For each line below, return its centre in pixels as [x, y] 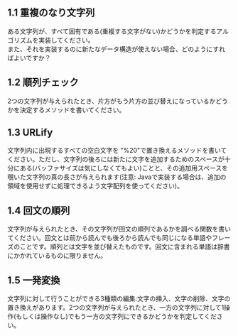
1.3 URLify [30, 132]
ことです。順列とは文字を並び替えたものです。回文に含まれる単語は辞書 [125, 246]
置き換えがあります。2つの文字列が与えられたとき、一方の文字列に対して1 [116, 308]
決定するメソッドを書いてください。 [72, 109]
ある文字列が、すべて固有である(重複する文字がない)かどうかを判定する [112, 31]
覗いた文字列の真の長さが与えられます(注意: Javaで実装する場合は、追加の [117, 177]
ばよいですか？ [29, 58]
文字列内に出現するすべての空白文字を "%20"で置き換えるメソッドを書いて [117, 151]
